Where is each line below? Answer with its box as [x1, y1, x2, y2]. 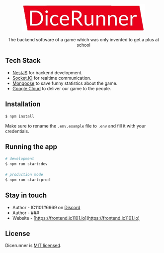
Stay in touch [5, 191, 47, 200]
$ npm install [5, 114, 35, 119]
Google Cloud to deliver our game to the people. [12, 85, 111, 91]
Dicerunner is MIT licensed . [5, 243, 62, 249]
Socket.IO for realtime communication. [12, 75, 91, 81]
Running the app [5, 142, 57, 151]
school [77, 42, 90, 48]
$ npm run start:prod [5, 177, 50, 182]
